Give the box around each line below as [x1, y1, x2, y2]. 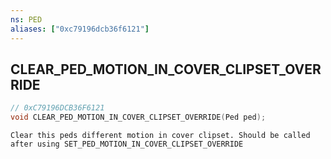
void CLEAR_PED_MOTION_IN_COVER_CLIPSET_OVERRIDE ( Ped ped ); [10, 112, 267, 123]
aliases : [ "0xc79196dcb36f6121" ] [10, 24, 150, 34]
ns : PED [10, 14, 43, 25]
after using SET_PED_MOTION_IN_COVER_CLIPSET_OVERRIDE [10, 139, 244, 150]
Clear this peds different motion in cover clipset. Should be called [10, 131, 311, 141]
